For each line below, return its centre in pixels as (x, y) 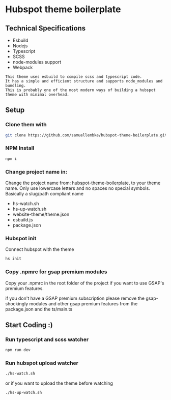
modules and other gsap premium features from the (83, 303)
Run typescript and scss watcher (47, 339)
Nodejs (20, 46)
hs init (13, 259)
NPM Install (20, 148)
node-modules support (37, 62)
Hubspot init (21, 238)
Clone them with (26, 125)
